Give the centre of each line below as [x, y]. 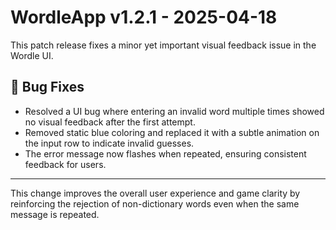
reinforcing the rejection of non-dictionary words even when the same [155, 203]
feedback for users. [65, 164]
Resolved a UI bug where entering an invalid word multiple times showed [174, 111]
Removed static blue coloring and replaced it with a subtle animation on [172, 132]
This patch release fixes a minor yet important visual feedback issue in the [163, 45]
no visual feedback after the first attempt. [110, 122]
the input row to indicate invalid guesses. [109, 143]
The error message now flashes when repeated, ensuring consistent [165, 153]
